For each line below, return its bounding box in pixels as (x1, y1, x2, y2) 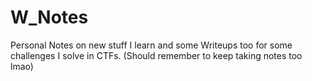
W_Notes (10, 6, 89, 29)
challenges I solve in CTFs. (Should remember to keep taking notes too (10, 49, 303, 61)
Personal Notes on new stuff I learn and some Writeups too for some (10, 39, 293, 51)
